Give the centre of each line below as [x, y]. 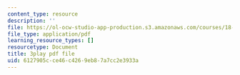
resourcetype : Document [43, 47]
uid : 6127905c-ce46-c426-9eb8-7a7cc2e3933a [73, 61]
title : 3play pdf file [41, 54]
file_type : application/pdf [49, 34]
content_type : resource [43, 14]
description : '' [31, 21]
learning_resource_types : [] [51, 41]
